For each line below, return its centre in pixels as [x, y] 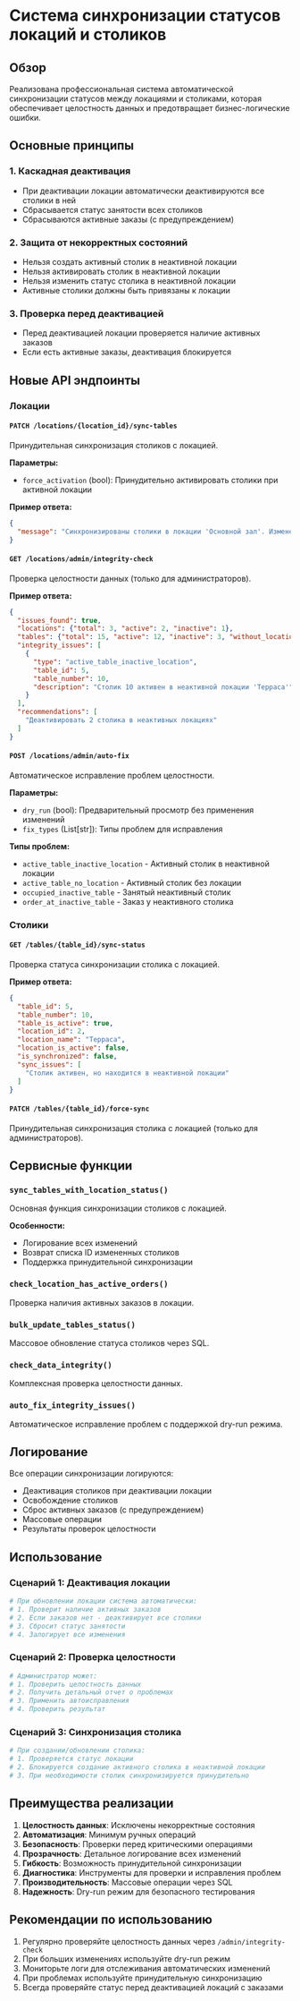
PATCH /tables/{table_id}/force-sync [79, 1109]
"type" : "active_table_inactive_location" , [115, 662]
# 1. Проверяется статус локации [71, 1759]
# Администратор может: [54, 1676]
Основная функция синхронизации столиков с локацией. [118, 1208]
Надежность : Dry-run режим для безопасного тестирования [138, 1891]
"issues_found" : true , [59, 620]
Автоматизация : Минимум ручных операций [109, 1835]
